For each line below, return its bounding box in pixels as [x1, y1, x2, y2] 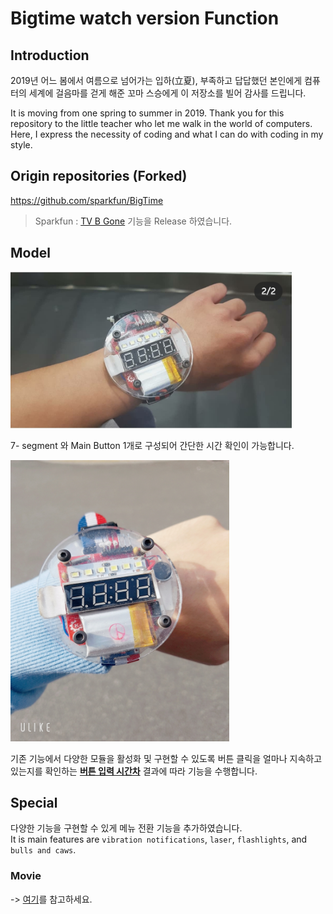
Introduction [10, 47, 90, 64]
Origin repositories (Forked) [10, 168, 188, 185]
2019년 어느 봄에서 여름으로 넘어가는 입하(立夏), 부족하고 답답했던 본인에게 [10, 75, 303, 86]
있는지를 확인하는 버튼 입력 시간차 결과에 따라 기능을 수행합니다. [10, 765, 258, 777]
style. [10, 139, 33, 151]
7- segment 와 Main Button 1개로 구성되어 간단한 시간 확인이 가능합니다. [10, 439, 295, 451]
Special [10, 795, 58, 812]
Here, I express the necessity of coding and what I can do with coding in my [10, 128, 324, 140]
